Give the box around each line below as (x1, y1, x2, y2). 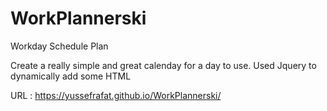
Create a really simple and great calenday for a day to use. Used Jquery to (10, 59, 317, 71)
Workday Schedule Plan (10, 40, 109, 52)
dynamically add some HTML (10, 70, 132, 82)
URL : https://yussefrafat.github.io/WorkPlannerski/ (10, 89, 222, 101)
